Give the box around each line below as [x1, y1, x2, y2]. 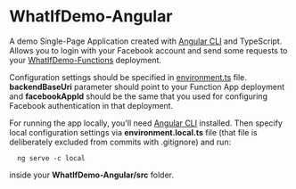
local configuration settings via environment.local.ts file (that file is [9, 127, 258, 137]
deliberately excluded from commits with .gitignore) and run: [9, 136, 232, 147]
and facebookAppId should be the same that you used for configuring [9, 91, 267, 102]
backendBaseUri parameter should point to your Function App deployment [9, 81, 285, 92]
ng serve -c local [17, 153, 86, 162]
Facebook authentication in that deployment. [9, 100, 174, 111]
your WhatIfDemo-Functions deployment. [9, 54, 162, 65]
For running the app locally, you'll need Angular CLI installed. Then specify [9, 118, 284, 128]
